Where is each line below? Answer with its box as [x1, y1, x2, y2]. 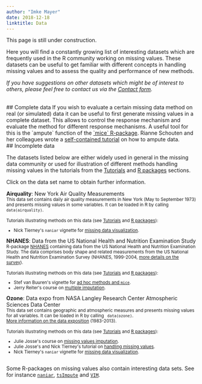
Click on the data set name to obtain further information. [6, 179, 146, 186]
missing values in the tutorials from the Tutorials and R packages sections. [6, 167, 191, 174]
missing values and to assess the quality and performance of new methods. [6, 68, 195, 75]
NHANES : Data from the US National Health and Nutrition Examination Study [6, 237, 196, 245]
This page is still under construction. [6, 37, 97, 44]
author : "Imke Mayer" [6, 8, 61, 15]
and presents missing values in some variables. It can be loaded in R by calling [6, 202, 169, 208]
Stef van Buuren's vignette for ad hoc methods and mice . [13, 280, 131, 286]
